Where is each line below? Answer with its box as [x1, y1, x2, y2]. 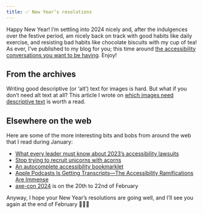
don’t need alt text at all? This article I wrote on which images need [6, 92, 174, 99]
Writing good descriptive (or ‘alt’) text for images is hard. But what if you [6, 85, 187, 92]
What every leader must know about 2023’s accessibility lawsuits [15, 150, 179, 157]
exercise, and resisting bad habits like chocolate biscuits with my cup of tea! [6, 38, 198, 46]
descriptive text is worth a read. [6, 98, 86, 105]
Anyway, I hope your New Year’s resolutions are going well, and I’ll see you [6, 194, 193, 201]
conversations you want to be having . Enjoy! [6, 51, 117, 58]
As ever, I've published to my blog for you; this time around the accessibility [6, 45, 196, 52]
